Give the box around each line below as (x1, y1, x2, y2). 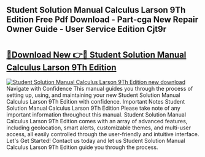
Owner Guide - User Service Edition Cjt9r (6, 24, 167, 34)
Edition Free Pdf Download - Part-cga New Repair (6, 15, 199, 25)
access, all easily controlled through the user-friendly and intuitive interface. (6, 131, 199, 137)
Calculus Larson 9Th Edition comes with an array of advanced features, (6, 118, 188, 124)
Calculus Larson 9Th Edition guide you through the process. (6, 144, 158, 151)
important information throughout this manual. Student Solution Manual (6, 111, 186, 118)
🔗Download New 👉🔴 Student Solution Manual (6, 49, 187, 60)
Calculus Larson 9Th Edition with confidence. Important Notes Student (6, 98, 185, 105)
